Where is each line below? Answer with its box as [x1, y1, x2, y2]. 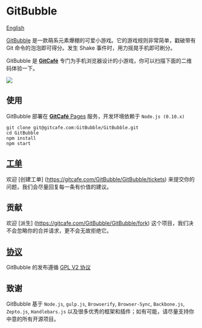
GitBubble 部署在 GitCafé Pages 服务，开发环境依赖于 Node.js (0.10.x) [6, 112, 185, 120]
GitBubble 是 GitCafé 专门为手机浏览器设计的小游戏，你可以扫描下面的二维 [6, 57, 192, 64]
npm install [6, 135, 36, 141]
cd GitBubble [6, 130, 39, 136]
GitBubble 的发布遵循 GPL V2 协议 [6, 264, 91, 271]
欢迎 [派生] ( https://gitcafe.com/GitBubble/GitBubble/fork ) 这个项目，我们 [6, 219, 189, 227]
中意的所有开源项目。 [6, 315, 59, 323]
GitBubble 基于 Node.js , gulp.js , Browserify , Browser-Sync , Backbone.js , [6, 300, 185, 307]
